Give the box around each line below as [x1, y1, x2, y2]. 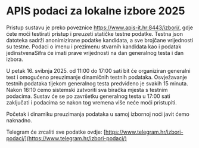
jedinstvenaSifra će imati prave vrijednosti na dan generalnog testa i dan [6, 49, 184, 56]
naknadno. [6, 116, 33, 124]
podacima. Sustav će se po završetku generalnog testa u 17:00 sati [6, 92, 171, 100]
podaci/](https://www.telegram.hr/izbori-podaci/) [6, 134, 127, 141]
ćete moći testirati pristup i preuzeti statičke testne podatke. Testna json [6, 30, 184, 37]
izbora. [6, 55, 24, 63]
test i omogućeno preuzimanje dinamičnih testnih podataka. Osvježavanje [6, 73, 188, 81]
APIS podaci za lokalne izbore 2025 [6, 4, 185, 18]
